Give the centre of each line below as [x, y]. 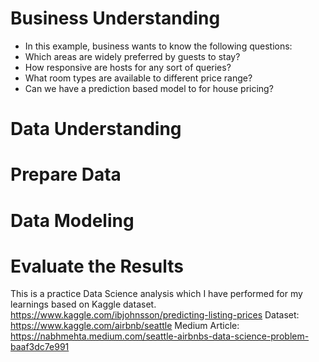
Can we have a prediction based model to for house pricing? [149, 88]
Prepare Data [66, 174]
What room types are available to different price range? [138, 78]
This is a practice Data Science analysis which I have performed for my [156, 294]
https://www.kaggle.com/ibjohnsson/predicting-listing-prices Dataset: [155, 315]
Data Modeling [72, 220]
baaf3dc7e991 [40, 347]
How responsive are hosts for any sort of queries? [128, 67]
